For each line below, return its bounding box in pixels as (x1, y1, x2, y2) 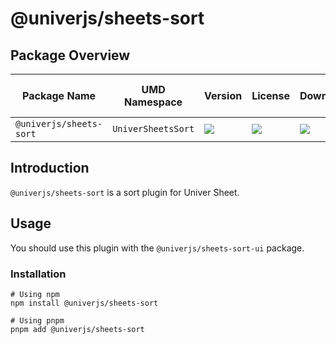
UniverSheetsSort (112, 123, 195, 134)
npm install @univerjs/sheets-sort (10, 298, 159, 308)
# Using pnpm (10, 315, 65, 326)
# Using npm (10, 289, 60, 299)
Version (204, 89, 243, 102)
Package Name (22, 89, 97, 102)
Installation (10, 267, 67, 281)
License (251, 89, 290, 102)
